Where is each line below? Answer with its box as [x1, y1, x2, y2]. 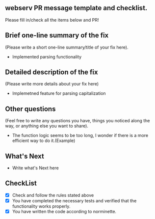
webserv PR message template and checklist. [5, 4, 148, 12]
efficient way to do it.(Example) [12, 137, 76, 144]
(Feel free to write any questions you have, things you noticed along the [5, 118, 150, 124]
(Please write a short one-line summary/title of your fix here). [5, 44, 129, 50]
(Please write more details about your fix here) [5, 81, 99, 87]
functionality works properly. [12, 203, 71, 209]
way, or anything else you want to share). [5, 123, 88, 129]
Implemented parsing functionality [12, 54, 82, 59]
